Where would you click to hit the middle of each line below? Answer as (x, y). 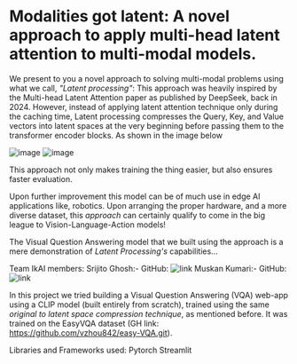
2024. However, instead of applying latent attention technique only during (144, 107)
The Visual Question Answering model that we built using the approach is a (146, 241)
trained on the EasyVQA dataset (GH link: (84, 323)
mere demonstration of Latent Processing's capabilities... (114, 251)
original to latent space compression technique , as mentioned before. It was (148, 313)
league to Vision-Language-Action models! (88, 225)
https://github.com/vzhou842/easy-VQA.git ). (91, 332)
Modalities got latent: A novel (120, 16)
